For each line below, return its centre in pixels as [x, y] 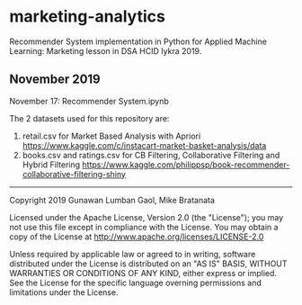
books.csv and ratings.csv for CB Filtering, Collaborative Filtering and [151, 155]
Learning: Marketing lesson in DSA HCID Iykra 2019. [106, 50]
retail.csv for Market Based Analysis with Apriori [111, 136]
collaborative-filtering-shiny [74, 174]
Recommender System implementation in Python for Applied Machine [138, 41]
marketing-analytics [88, 17]
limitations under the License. [64, 292]
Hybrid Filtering [51, 165]
